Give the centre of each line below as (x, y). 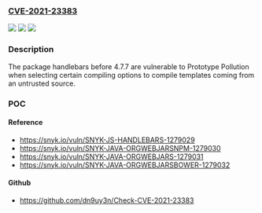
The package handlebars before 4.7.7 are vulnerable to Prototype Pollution (129, 66)
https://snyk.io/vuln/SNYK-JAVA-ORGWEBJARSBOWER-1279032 (125, 165)
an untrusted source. (42, 83)
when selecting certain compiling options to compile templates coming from (131, 75)
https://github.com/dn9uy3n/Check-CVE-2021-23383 (107, 200)
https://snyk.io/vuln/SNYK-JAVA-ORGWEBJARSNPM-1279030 (120, 148)
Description (31, 50)
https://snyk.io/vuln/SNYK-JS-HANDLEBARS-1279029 (107, 140)
